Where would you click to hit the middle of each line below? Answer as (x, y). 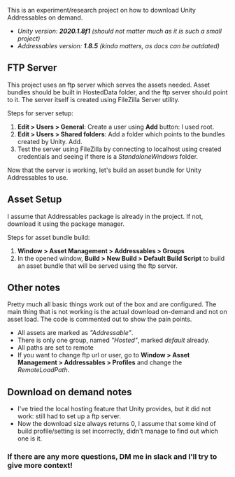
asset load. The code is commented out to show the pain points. (100, 319)
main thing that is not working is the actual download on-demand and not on (117, 312)
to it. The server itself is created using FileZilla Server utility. (93, 99)
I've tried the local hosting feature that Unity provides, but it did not (114, 409)
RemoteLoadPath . (43, 370)
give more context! (40, 466)
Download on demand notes (70, 392)
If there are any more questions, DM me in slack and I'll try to (112, 457)
